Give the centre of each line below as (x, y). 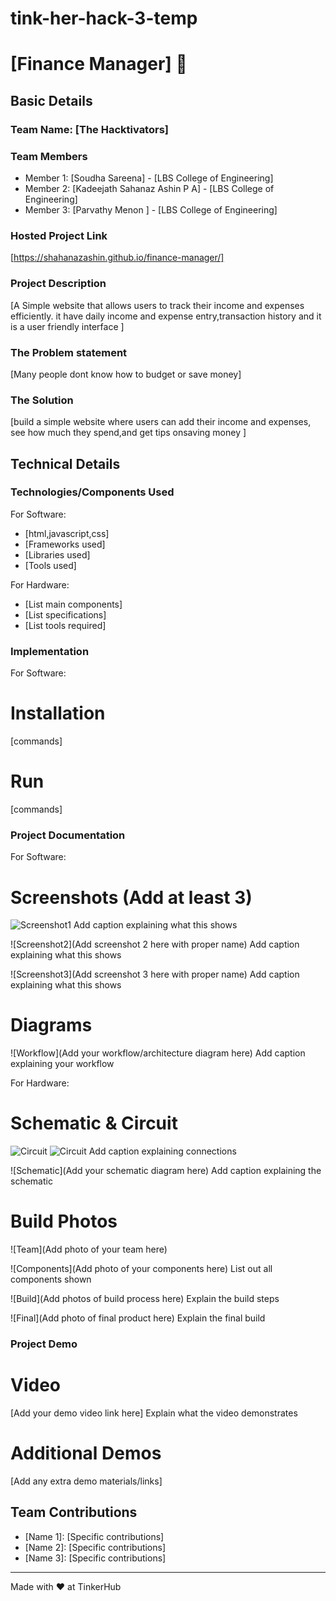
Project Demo (44, 1344)
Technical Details (65, 463)
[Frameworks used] (65, 544)
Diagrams (51, 1025)
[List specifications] (65, 614)
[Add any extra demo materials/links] (86, 1481)
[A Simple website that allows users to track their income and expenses (157, 305)
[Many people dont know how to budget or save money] (126, 374)
